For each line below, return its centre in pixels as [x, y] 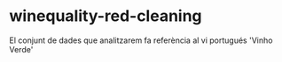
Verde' [21, 49]
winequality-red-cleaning [106, 16]
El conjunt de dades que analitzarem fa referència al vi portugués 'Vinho [141, 40]
